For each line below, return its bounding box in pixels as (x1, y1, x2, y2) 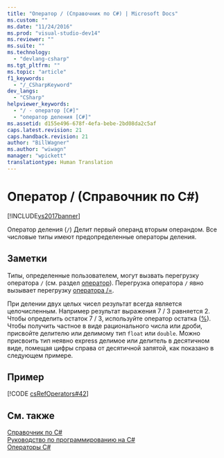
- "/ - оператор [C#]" (13, 107, 79, 114)
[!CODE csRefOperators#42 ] (7, 390, 89, 398)
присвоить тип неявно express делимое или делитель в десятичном (7, 336, 210, 345)
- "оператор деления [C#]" (13, 113, 92, 120)
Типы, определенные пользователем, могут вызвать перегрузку (7, 271, 200, 279)
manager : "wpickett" (7, 152, 67, 160)
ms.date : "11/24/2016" (7, 23, 73, 30)
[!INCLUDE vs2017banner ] (7, 211, 81, 220)
